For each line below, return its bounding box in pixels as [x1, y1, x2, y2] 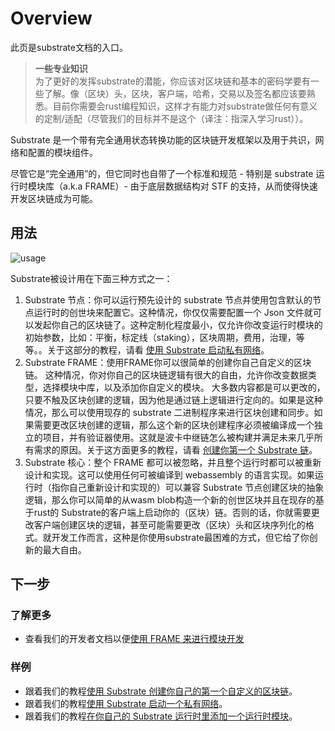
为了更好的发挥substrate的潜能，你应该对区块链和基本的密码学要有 [34, 75, 311, 87]
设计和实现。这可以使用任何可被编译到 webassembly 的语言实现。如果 [24, 468, 315, 481]
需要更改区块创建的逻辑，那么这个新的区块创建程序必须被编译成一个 [33, 418, 315, 431]
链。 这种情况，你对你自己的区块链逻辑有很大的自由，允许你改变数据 [24, 368, 308, 381]
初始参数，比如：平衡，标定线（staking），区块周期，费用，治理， [24, 331, 297, 343]
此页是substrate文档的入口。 [10, 41, 128, 53]
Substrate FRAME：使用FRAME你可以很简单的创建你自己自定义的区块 [24, 356, 312, 368]
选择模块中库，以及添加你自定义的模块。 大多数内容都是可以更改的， [42, 381, 326, 393]
